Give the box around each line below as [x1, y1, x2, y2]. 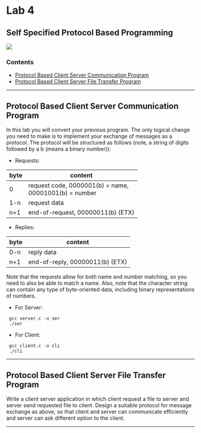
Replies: [14, 224, 35, 231]
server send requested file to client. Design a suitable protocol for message [6, 401, 192, 408]
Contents [6, 58, 34, 66]
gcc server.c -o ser [8, 315, 60, 321]
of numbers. [6, 292, 36, 300]
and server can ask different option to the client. [6, 414, 125, 422]
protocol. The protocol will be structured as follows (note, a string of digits [6, 139, 189, 146]
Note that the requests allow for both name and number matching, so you [6, 273, 187, 281]
